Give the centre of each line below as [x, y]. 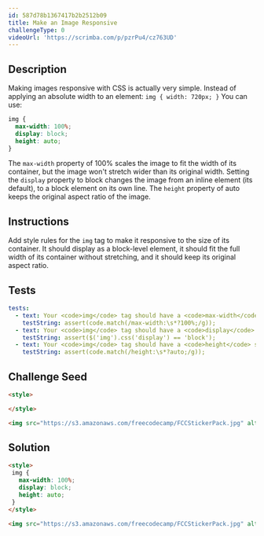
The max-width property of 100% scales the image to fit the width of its [123, 163]
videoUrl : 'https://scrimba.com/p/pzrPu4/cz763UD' [93, 37]
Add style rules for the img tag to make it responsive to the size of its [119, 240]
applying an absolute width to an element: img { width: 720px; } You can [128, 97]
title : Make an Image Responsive [63, 23]
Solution [29, 448]
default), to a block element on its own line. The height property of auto [124, 189]
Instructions [38, 221]
